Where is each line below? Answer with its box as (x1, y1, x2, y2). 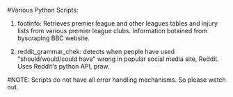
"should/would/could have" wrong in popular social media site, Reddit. (17, 55, 219, 63)
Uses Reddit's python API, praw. (17, 62, 110, 70)
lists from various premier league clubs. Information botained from (17, 27, 207, 35)
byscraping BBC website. (17, 34, 90, 42)
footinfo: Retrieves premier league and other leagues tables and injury (17, 19, 218, 27)
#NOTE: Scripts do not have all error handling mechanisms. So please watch (7, 76, 226, 84)
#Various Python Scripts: (7, 6, 79, 14)
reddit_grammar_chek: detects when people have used (17, 48, 175, 55)
